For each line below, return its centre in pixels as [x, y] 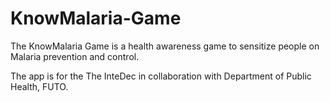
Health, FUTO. [39, 86]
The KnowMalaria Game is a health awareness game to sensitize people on [165, 46]
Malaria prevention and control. [75, 56]
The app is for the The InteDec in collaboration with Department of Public [161, 76]
